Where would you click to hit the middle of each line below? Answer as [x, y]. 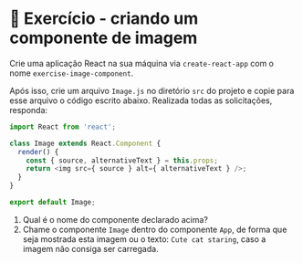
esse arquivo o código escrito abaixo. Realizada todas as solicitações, [141, 100]
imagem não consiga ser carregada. [90, 248]
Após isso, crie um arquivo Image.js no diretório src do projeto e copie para [152, 90]
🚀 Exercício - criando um [104, 19]
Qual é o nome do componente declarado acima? [115, 219]
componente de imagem [104, 38]
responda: [29, 110]
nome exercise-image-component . [72, 73]
